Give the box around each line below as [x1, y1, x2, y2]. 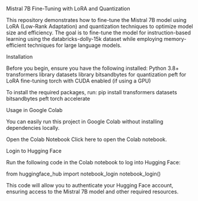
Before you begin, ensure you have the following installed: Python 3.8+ [6, 65, 180, 72]
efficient [6, 42, 27, 49]
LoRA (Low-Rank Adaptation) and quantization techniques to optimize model [6, 23, 193, 30]
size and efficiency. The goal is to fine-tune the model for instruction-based [6, 29, 191, 36]
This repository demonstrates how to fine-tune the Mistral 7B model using [6, 17, 187, 23]
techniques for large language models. [27, 42, 122, 49]
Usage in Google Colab [6, 107, 63, 113]
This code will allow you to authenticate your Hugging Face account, [6, 182, 174, 189]
